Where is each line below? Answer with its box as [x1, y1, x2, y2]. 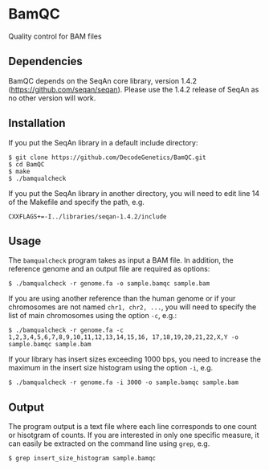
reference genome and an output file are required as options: [8, 264, 210, 274]
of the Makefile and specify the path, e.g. [8, 197, 145, 206]
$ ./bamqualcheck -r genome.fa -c [8, 326, 124, 334]
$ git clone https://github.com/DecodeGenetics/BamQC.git [8, 153, 206, 161]
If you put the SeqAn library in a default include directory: [8, 137, 198, 147]
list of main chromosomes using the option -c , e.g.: [8, 311, 177, 321]
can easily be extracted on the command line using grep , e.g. [8, 439, 210, 448]
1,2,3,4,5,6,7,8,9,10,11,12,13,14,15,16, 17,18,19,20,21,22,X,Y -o [8, 333, 239, 341]
